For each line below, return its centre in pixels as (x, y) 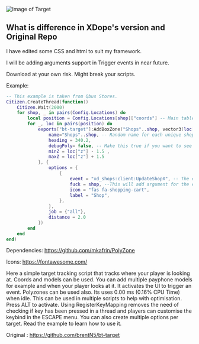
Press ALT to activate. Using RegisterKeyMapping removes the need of (93, 305)
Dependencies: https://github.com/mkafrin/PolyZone (70, 251)
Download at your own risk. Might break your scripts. (71, 74)
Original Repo (32, 37)
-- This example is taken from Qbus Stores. (62, 96)
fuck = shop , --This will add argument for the (129, 184)
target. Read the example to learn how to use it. (64, 324)
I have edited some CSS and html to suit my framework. (74, 51)
